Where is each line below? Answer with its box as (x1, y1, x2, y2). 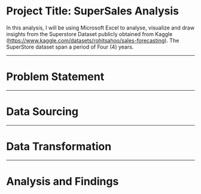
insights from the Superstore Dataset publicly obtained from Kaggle (6, 30, 173, 37)
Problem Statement (6, 70, 105, 83)
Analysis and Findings (6, 174, 119, 188)
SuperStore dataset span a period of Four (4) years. (6, 43, 134, 50)
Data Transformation (6, 140, 112, 153)
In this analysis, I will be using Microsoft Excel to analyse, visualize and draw (6, 24, 195, 31)
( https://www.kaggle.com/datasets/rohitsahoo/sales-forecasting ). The (6, 37, 179, 44)
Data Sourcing (6, 105, 79, 118)
